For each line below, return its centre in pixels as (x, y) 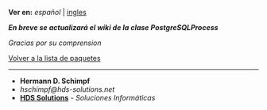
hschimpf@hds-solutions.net (67, 89)
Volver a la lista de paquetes (54, 58)
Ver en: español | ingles (48, 12)
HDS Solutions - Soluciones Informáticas (87, 98)
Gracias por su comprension (55, 43)
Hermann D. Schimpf (55, 81)
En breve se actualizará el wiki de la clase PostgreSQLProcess (113, 27)
